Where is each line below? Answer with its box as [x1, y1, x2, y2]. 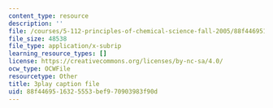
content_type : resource [8, 11, 89, 20]
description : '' [8, 19, 63, 28]
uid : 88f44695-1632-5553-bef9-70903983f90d [8, 87, 158, 96]
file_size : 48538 [8, 34, 67, 43]
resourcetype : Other [8, 72, 79, 80]
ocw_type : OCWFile [8, 65, 71, 73]
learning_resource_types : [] [8, 50, 107, 58]
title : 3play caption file [8, 80, 100, 88]
